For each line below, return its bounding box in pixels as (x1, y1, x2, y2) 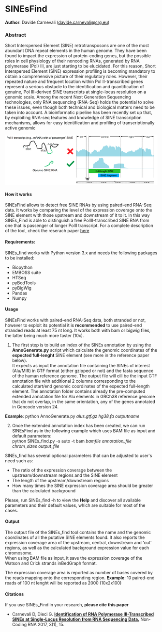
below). (12, 357, 28, 363)
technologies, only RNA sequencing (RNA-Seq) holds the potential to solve (5, 99, 154, 105)
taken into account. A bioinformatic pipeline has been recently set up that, (5, 110, 152, 115)
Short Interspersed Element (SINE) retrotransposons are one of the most (5, 43, 149, 49)
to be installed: (5, 255, 35, 260)
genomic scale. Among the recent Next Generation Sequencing (5, 94, 132, 100)
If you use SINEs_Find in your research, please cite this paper (5, 602, 129, 608)
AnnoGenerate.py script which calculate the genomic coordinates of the (12, 347, 158, 353)
